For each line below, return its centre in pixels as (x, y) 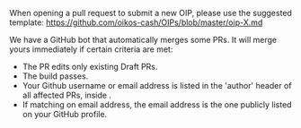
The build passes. (55, 76)
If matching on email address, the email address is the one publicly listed (157, 105)
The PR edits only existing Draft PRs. (90, 67)
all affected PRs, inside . (67, 95)
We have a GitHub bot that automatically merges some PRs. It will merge (143, 40)
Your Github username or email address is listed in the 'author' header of (157, 85)
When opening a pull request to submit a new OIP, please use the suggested (150, 13)
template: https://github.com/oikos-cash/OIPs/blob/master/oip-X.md (136, 22)
